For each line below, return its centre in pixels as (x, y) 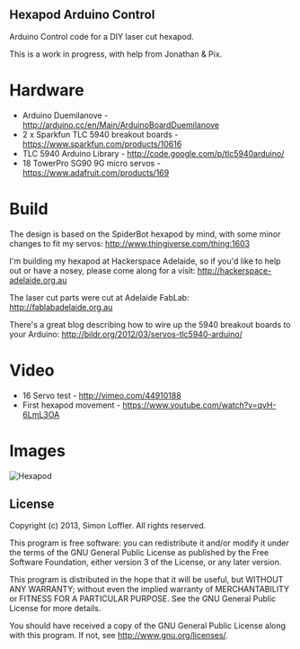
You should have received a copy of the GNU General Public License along (147, 626)
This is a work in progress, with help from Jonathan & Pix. (116, 54)
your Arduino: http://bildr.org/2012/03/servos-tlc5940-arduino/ (126, 334)
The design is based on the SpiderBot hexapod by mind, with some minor (145, 234)
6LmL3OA (41, 414)
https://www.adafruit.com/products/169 (96, 172)
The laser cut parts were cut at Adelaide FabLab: (100, 297)
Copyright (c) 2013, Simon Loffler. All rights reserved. (108, 526)
